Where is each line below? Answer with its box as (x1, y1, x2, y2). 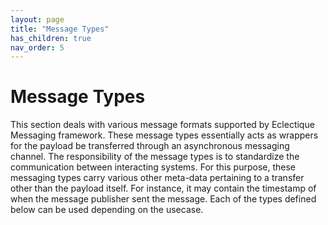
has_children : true (10, 33, 92, 43)
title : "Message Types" (10, 24, 110, 34)
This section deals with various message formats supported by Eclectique (10, 119, 315, 131)
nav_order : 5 (10, 42, 65, 53)
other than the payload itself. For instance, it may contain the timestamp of (10, 182, 317, 195)
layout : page (10, 14, 65, 25)
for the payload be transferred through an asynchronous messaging (10, 140, 290, 152)
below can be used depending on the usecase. (10, 204, 204, 216)
